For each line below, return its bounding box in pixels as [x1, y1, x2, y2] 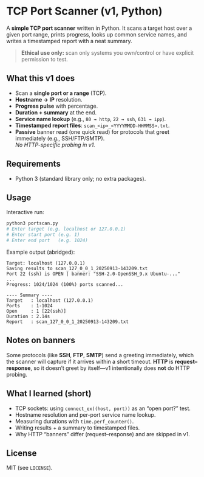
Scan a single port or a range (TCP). [15, 89, 107, 97]
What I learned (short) [6, 388, 92, 399]
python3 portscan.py [6, 220, 59, 226]
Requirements [6, 159, 61, 169]
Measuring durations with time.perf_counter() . [15, 417, 134, 425]
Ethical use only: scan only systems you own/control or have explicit [21, 49, 194, 56]
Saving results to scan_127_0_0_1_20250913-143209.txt [6, 265, 148, 271]
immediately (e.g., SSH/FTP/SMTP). [15, 134, 105, 142]
